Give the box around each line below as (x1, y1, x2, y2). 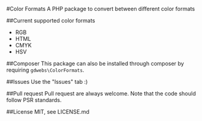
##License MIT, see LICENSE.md (6, 108, 90, 115)
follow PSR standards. (6, 97, 62, 103)
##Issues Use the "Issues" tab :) (6, 78, 88, 85)
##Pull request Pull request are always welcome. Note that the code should (6, 90, 196, 97)
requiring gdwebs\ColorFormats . (6, 66, 84, 74)
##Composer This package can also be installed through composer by (6, 60, 184, 67)
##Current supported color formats (6, 17, 95, 24)
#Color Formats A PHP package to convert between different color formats (6, 5, 195, 12)
